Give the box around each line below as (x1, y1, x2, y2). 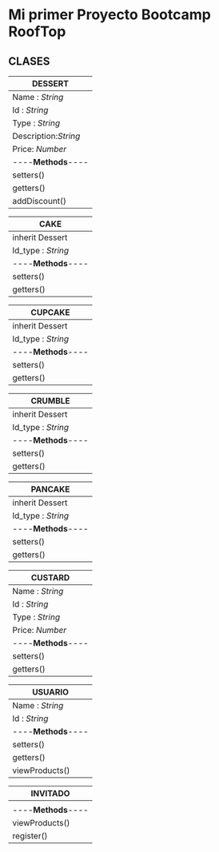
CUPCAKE (30, 307, 70, 317)
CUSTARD (30, 572, 70, 583)
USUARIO (31, 687, 70, 697)
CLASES (8, 54, 50, 68)
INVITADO (30, 788, 70, 798)
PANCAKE (30, 484, 70, 495)
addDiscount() (12, 196, 66, 206)
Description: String (12, 130, 81, 141)
